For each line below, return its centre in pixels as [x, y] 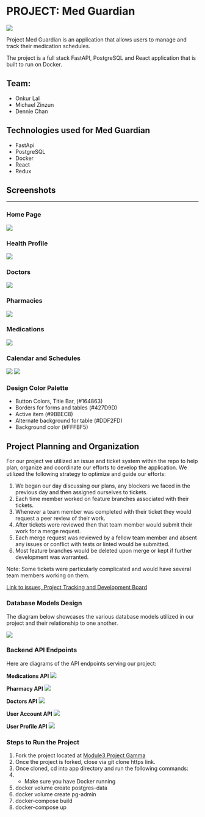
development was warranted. [52, 557]
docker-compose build [44, 801]
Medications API [28, 676]
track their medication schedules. [48, 46]
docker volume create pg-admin [56, 794]
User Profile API [27, 726]
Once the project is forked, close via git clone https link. [85, 762]
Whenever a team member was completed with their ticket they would [103, 512]
